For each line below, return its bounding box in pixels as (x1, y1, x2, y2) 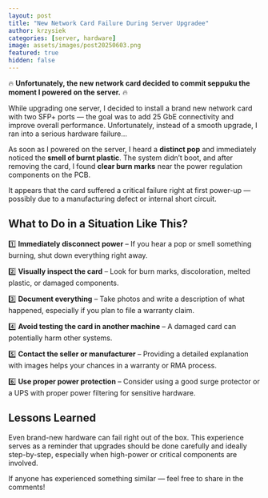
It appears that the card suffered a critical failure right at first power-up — (8, 185, 251, 195)
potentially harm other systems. (8, 333, 113, 343)
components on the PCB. (8, 170, 91, 179)
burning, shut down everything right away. (8, 250, 148, 260)
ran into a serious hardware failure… (8, 129, 128, 139)
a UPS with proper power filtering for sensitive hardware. (8, 388, 196, 397)
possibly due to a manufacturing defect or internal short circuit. (8, 194, 218, 203)
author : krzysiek (8, 26, 66, 34)
